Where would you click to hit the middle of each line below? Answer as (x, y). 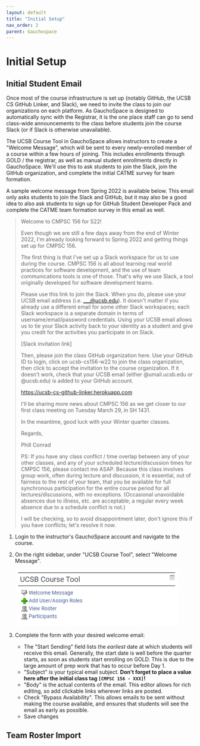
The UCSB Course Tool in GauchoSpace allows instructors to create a (92, 141)
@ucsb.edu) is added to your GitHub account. (77, 381)
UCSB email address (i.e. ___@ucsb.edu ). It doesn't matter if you (99, 301)
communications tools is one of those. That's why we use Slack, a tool (107, 276)
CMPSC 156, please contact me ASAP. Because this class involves (102, 469)
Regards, (32, 433)
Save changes (41, 717)
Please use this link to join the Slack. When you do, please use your (103, 294)
